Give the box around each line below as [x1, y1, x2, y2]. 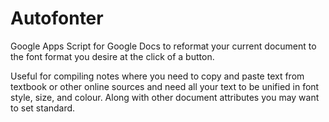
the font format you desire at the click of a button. [10, 50, 215, 62]
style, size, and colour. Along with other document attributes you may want [10, 91, 320, 103]
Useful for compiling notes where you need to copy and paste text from [10, 70, 305, 82]
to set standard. [10, 102, 76, 114]
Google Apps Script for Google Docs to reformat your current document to [10, 40, 317, 52]
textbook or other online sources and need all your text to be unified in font [10, 80, 320, 92]
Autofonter [10, 7, 104, 30]
